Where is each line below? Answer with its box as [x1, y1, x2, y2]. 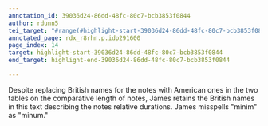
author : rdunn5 [8, 19, 59, 27]
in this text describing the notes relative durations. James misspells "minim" [8, 101, 258, 112]
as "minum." [8, 110, 49, 120]
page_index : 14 [8, 41, 59, 49]
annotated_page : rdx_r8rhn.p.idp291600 [8, 33, 141, 42]
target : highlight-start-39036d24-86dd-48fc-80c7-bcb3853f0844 [8, 49, 223, 57]
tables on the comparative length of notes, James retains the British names [8, 93, 255, 103]
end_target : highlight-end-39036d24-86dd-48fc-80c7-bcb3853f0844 [8, 57, 230, 65]
